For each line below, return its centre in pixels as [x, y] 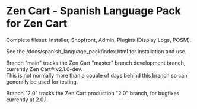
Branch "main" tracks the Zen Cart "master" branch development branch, [96, 63]
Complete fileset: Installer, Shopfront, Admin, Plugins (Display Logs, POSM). [99, 40]
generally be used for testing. [42, 82]
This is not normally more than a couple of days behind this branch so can [97, 75]
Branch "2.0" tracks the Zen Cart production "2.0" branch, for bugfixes [93, 93]
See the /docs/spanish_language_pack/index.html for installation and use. [96, 51]
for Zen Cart [37, 23]
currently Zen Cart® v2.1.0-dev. [45, 69]
